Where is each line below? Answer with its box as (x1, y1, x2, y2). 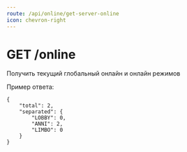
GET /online (6, 47, 76, 62)
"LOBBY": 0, (31, 115, 67, 121)
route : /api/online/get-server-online (6, 10, 119, 17)
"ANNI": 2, (31, 121, 63, 128)
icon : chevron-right (6, 17, 67, 24)
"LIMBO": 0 (31, 126, 63, 134)
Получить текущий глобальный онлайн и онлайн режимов (6, 69, 181, 78)
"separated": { (19, 108, 63, 115)
